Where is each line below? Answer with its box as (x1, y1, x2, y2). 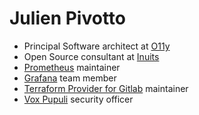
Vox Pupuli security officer (23, 93, 134, 105)
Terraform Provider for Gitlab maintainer (23, 82, 189, 94)
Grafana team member (23, 72, 117, 84)
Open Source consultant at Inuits (23, 50, 160, 62)
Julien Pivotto (9, 7, 127, 30)
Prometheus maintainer (23, 61, 121, 73)
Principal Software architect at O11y (23, 40, 171, 52)
